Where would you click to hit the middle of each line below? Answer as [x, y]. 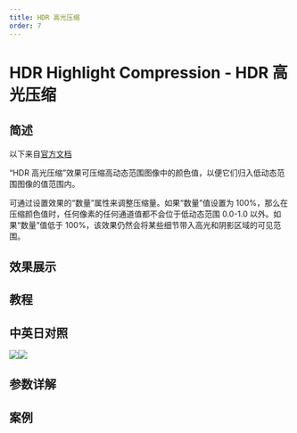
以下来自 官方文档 [41, 153]
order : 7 [25, 26]
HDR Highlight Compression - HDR [139, 73]
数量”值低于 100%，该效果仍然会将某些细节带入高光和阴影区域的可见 [147, 225]
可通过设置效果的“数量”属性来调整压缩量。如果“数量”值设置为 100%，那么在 [148, 202]
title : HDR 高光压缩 [45, 17]
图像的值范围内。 [48, 184]
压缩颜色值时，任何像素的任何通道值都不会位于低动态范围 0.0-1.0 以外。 [141, 214]
